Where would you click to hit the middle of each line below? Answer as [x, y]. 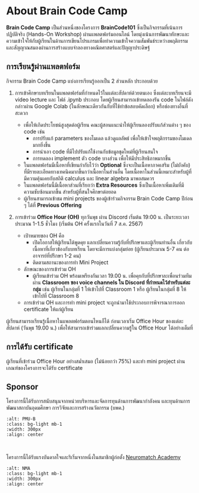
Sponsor [22, 387]
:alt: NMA [18, 469]
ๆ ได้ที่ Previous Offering [53, 205]
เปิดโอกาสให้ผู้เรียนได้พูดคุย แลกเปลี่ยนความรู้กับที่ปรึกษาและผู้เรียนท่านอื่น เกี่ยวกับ [112, 242]
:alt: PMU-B [21, 419]
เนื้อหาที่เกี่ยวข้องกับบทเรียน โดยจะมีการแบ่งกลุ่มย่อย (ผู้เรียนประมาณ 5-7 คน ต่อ [111, 249]
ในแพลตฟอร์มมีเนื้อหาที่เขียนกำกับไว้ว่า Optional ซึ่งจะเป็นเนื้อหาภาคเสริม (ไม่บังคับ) [107, 165]
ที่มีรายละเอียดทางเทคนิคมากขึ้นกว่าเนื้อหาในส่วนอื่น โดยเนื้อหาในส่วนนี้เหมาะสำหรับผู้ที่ [108, 171]
